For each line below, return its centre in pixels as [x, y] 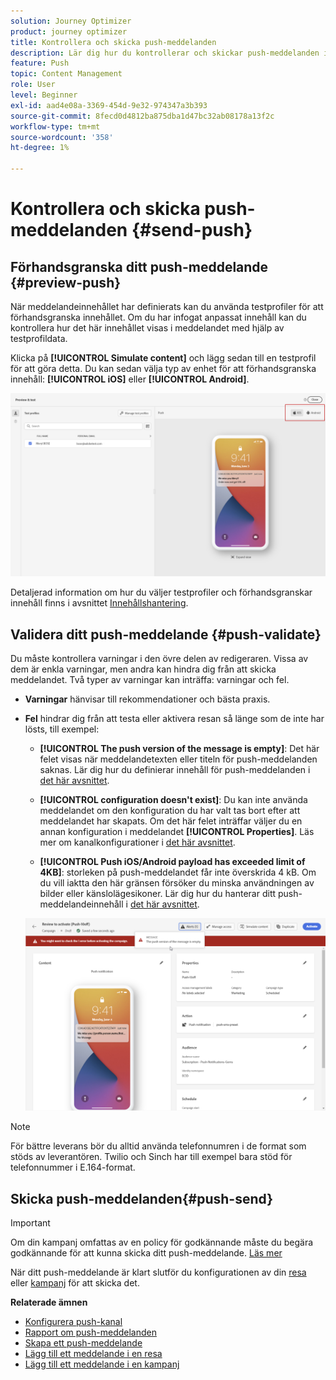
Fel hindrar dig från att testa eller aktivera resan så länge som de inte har [174, 719]
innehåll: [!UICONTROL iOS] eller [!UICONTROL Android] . [130, 379]
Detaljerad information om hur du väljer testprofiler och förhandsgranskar [161, 592]
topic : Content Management [66, 74]
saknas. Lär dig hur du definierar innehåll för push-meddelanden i [175, 770]
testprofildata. [39, 338]
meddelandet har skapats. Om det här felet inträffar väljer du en [171, 821]
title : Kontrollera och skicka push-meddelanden [113, 42]
